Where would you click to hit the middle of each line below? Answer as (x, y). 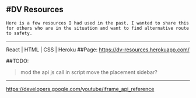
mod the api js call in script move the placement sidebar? (89, 72)
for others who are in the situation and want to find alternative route (98, 28)
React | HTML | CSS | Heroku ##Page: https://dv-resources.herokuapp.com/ (98, 50)
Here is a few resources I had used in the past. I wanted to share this (98, 23)
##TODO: (17, 61)
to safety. (19, 33)
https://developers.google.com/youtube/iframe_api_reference (80, 89)
